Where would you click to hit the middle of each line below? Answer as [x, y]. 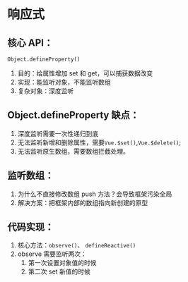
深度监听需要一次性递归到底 [58, 133]
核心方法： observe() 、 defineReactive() [77, 245]
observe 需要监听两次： [52, 254]
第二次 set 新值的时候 [59, 271]
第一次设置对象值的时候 [62, 263]
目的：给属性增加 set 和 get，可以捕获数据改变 [85, 73]
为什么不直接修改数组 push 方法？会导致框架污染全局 [95, 194]
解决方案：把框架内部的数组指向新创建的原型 [83, 202]
